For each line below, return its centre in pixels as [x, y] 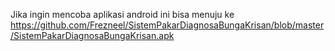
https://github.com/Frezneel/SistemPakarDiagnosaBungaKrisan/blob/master [167, 25]
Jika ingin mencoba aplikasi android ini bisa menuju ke [122, 14]
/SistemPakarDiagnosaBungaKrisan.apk [92, 35]
